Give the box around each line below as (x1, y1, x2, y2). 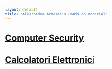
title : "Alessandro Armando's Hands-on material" (5, 12, 108, 16)
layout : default (5, 7, 38, 12)
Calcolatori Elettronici (5, 54, 95, 65)
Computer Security (5, 32, 84, 43)
